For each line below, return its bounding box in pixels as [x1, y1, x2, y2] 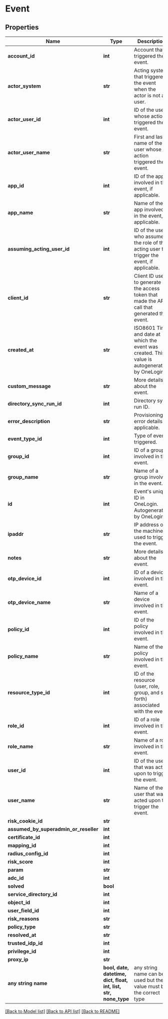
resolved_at [7, 932, 36, 938]
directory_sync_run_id [7, 400, 62, 407]
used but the [134, 977, 164, 983]
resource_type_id [7, 689, 50, 696]
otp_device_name [7, 599, 51, 605]
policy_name [7, 653, 38, 660]
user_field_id [7, 907, 39, 914]
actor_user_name [7, 149, 50, 156]
